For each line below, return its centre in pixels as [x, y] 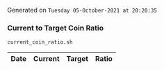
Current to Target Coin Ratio [56, 28]
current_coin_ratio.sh [40, 42]
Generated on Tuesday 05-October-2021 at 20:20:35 [82, 10]
